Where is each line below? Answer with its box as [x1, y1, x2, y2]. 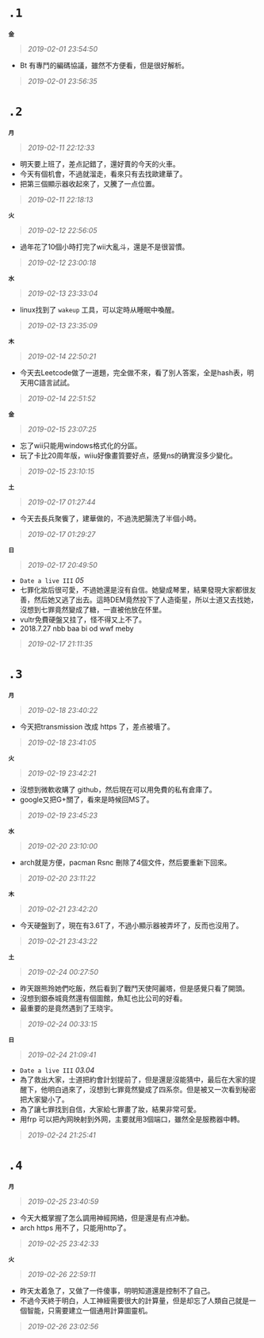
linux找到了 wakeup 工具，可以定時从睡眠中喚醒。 [19, 305, 179, 314]
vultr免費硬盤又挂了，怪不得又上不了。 [19, 615, 147, 624]
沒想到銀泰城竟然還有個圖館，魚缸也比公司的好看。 [19, 993, 187, 1003]
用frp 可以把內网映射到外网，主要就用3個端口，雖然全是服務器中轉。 [19, 1114, 244, 1124]
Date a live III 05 [19, 575, 85, 585]
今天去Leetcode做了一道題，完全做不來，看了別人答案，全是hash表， [19, 367, 247, 378]
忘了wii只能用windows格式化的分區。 [19, 440, 142, 450]
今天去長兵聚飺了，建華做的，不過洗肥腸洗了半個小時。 [19, 513, 201, 523]
